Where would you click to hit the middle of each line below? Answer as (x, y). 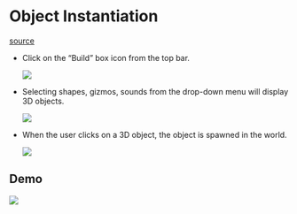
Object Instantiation (84, 16)
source (22, 41)
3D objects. (43, 101)
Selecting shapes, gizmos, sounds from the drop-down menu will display (155, 91)
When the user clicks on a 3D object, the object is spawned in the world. (154, 134)
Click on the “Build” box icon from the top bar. (106, 57)
